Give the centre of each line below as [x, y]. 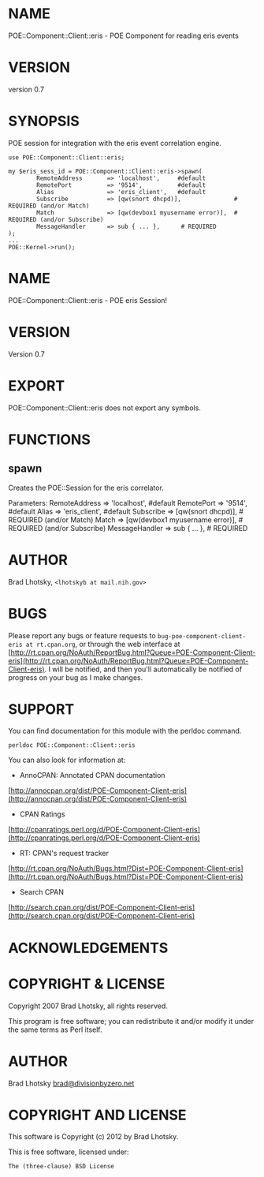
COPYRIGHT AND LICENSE [97, 1115]
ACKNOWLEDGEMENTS [88, 948]
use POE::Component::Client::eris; [67, 157]
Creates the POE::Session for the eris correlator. [86, 488]
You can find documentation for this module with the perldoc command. [125, 731]
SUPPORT [41, 709]
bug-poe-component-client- [202, 636]
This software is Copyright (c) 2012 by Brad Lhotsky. [93, 1137]
